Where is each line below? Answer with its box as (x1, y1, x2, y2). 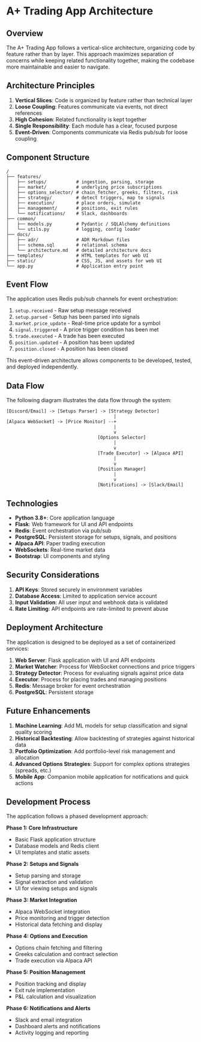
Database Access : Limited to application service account (14, 592, 157, 599)
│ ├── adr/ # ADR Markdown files (6, 236, 130, 243)
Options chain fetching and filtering (14, 944, 103, 951)
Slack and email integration (14, 1016, 82, 1023)
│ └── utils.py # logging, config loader (6, 226, 141, 232)
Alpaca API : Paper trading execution (14, 540, 106, 547)
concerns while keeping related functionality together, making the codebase (6, 57, 195, 64)
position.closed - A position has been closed (14, 345, 128, 352)
